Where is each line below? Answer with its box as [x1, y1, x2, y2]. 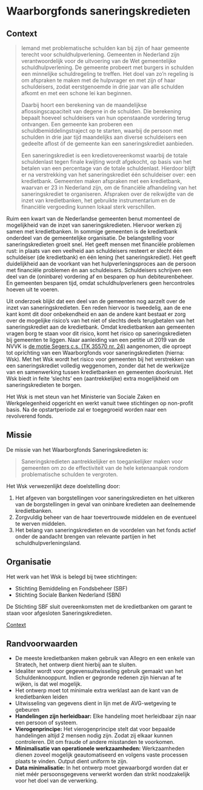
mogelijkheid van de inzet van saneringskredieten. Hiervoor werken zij [6, 221, 182, 229]
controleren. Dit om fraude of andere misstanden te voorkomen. [15, 738, 175, 746]
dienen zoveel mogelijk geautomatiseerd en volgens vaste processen [15, 751, 188, 758]
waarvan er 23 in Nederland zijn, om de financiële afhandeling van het [21, 184, 197, 191]
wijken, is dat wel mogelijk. [15, 680, 82, 688]
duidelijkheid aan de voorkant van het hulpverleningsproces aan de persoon [6, 260, 196, 267]
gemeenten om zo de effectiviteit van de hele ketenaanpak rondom [21, 464, 189, 471]
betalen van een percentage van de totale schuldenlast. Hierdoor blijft [21, 165, 196, 172]
